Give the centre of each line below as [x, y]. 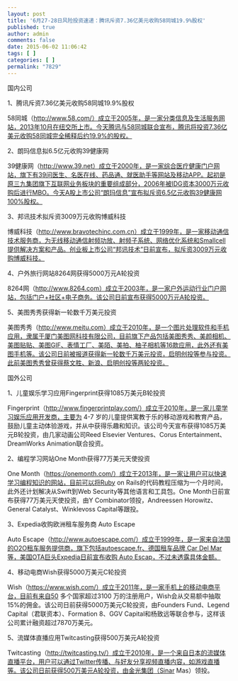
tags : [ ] [22, 54]
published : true [31, 27]
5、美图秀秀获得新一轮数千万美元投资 [62, 312]
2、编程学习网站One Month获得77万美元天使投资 [79, 458]
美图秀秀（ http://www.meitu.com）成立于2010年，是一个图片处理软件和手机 [118, 327]
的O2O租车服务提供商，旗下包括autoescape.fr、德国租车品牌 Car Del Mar [115, 548]
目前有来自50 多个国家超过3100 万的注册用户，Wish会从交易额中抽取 [120, 596]
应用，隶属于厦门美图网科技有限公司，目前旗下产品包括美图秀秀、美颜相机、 [119, 336]
